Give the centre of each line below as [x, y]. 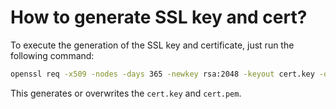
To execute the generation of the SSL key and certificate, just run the [152, 45]
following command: [52, 55]
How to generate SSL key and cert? [159, 17]
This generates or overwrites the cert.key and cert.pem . [126, 93]
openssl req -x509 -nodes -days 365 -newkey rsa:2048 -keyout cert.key [162, 74]
